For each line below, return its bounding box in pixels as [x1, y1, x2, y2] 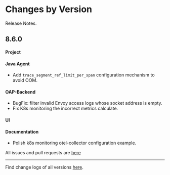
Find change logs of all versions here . [5, 164, 83, 170]
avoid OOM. [12, 77, 38, 83]
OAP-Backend [5, 89, 36, 95]
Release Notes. [5, 20, 37, 26]
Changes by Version [5, 4, 93, 15]
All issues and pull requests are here [5, 150, 81, 156]
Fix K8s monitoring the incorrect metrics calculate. [12, 105, 118, 112]
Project [5, 49, 21, 55]
